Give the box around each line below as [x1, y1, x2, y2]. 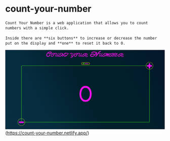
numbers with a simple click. [5, 25, 69, 30]
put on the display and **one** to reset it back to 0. [5, 41, 125, 46]
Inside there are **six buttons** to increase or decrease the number [5, 36, 157, 41]
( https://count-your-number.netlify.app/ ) [5, 130, 90, 136]
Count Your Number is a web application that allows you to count [5, 20, 148, 25]
